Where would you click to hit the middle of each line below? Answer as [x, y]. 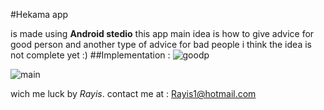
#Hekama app [39, 14]
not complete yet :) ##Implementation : [90, 55]
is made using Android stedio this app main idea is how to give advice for [162, 33]
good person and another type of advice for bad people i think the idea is [161, 44]
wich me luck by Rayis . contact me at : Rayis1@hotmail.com [133, 93]
